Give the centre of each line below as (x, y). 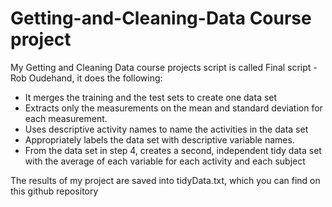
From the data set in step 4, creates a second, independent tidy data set (173, 150)
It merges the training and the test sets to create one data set (151, 97)
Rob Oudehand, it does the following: (86, 78)
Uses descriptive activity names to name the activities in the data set (166, 129)
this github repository (54, 191)
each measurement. (66, 118)
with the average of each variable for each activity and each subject (165, 161)
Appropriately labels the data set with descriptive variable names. (159, 139)
